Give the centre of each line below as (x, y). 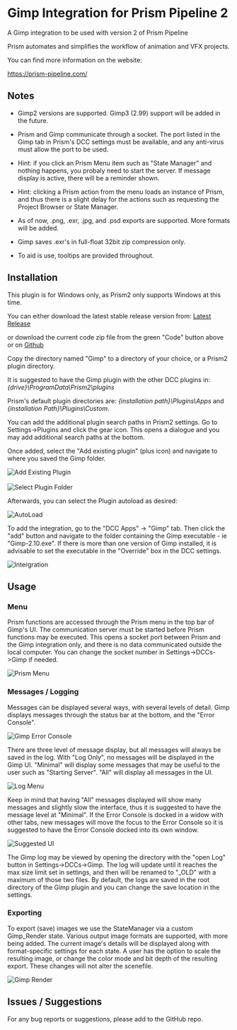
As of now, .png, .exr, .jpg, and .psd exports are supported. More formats (124, 220)
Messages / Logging (43, 692)
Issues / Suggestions (55, 1002)
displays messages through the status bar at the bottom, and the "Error (111, 714)
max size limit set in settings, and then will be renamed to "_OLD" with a (112, 872)
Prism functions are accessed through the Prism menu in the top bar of (111, 622)
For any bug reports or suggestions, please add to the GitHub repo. (105, 1019)
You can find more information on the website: (75, 60)
